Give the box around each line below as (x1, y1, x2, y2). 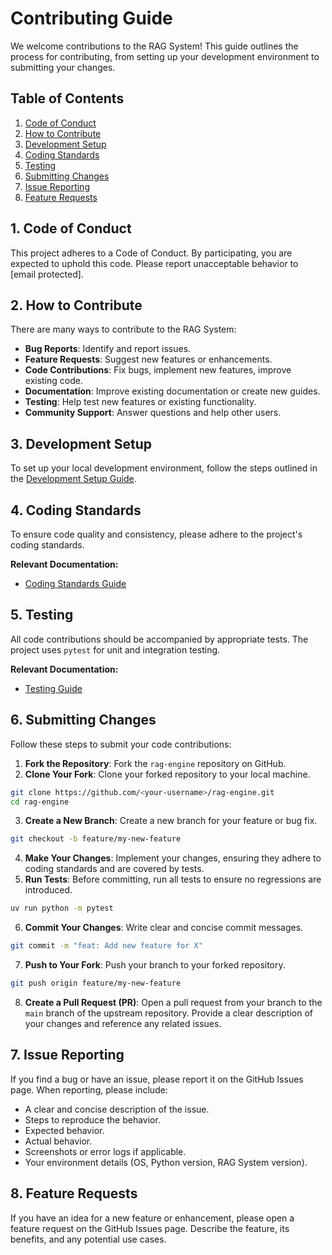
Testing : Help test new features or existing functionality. (24, 396, 257, 408)
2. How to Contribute (10, 297, 143, 314)
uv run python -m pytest (10, 903, 114, 914)
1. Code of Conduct (10, 220, 132, 237)
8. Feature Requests (10, 1185, 138, 1202)
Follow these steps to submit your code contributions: (10, 738, 232, 750)
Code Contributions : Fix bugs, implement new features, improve (24, 364, 292, 376)
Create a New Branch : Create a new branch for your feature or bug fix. (24, 815, 318, 827)
